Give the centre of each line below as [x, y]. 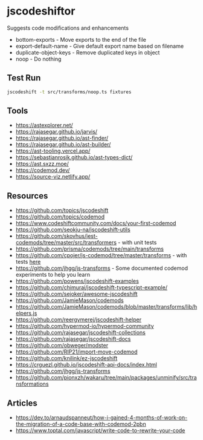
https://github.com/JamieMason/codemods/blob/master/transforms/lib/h [106, 307]
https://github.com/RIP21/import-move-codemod [76, 352]
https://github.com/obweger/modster [62, 346]
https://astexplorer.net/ [44, 125]
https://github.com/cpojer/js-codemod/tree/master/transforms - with [101, 255]
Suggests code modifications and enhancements [68, 28]
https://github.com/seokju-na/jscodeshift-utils [73, 230]
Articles [22, 403]
